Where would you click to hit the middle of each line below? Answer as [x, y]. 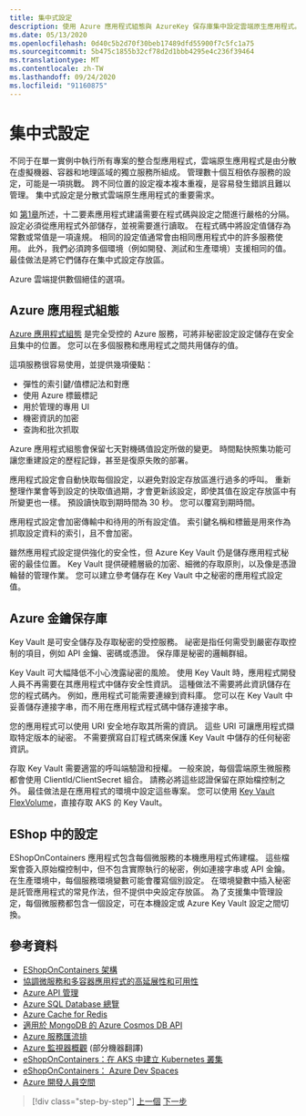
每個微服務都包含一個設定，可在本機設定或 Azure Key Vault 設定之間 [153, 903]
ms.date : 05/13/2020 [49, 35]
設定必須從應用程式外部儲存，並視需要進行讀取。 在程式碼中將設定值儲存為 [150, 225]
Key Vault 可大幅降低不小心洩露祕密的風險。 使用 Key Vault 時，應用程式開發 [153, 673]
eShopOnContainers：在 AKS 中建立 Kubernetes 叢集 [122, 1059]
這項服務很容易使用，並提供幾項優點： [81, 364]
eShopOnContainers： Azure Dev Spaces [101, 1070]
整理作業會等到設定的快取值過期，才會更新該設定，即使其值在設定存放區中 [149, 491]
